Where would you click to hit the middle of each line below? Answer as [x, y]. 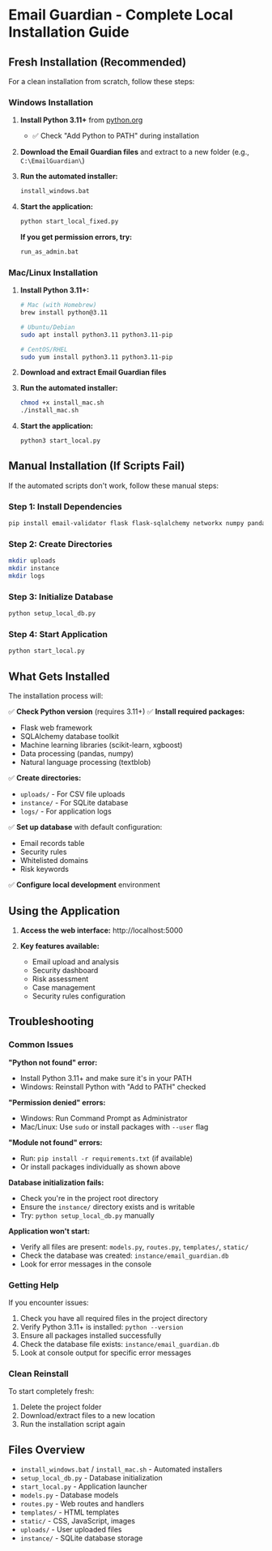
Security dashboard [65, 970]
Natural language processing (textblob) [85, 763]
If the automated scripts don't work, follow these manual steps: [114, 485]
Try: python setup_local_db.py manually [87, 1215]
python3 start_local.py [60, 441]
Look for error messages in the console [86, 1264]
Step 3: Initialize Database [61, 596]
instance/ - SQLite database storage [81, 1538]
